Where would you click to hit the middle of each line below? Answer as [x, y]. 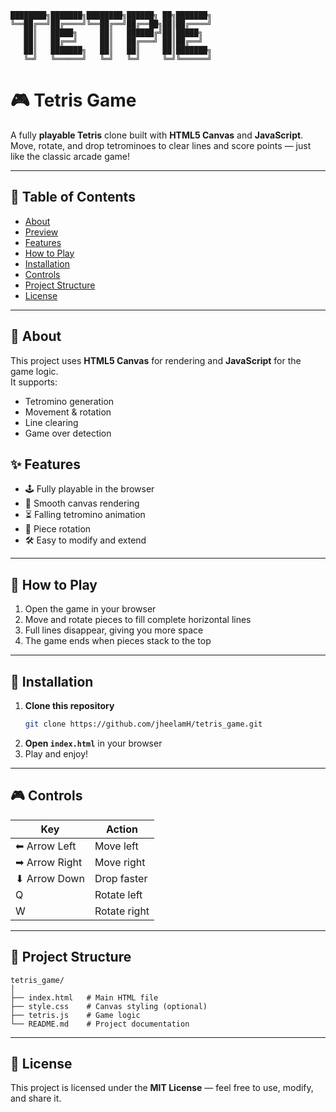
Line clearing [51, 422]
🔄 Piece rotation [58, 529]
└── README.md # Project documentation [100, 1024]
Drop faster [121, 878]
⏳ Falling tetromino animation [85, 515]
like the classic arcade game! [70, 156]
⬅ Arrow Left [46, 846]
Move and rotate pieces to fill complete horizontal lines [138, 620]
